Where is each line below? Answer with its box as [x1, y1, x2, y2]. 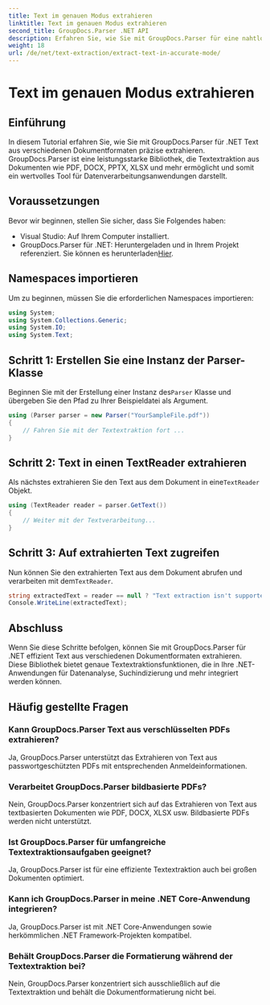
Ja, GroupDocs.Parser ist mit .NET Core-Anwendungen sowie [8, 921, 212, 931]
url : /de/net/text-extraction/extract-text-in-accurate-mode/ [8, 49, 221, 57]
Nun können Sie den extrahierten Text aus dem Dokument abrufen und [8, 568, 243, 577]
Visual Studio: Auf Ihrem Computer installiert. [19, 231, 170, 241]
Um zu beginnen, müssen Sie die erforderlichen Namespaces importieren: [8, 293, 254, 302]
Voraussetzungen [8, 195, 100, 208]
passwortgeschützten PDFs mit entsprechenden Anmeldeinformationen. [8, 761, 247, 770]
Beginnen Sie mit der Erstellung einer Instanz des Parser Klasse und [8, 387, 231, 396]
